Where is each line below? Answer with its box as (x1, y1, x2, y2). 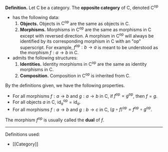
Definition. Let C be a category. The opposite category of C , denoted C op (5, 4, 158, 11)
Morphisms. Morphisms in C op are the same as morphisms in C (19, 26, 151, 33)
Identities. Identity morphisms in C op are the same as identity (19, 60, 147, 67)
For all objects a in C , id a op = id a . (12, 98, 81, 106)
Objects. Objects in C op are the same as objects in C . (19, 20, 130, 27)
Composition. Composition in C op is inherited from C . (19, 72, 131, 79)
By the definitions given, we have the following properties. (5, 82, 125, 88)
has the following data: (12, 14, 59, 20)
